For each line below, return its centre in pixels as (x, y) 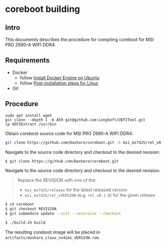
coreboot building (43, 9)
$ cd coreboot (20, 204)
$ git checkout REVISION (31, 209)
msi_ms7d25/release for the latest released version (76, 190)
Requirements (27, 61)
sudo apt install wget (29, 116)
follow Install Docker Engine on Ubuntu (59, 78)
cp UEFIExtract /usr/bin (31, 124)
